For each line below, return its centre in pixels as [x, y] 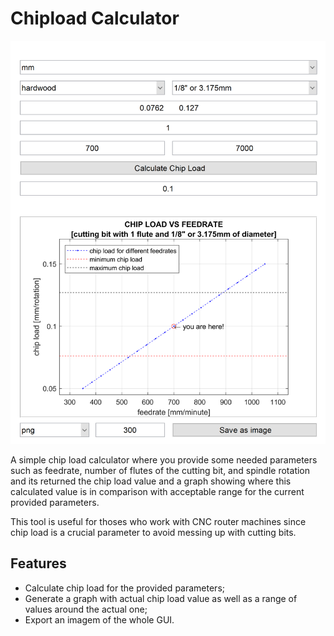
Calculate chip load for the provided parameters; [125, 588]
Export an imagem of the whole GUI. [99, 619]
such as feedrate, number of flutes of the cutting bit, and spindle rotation [160, 471]
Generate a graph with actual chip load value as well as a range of [161, 598]
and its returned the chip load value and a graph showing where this [151, 481]
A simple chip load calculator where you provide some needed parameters [164, 460]
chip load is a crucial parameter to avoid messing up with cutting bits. [153, 533]
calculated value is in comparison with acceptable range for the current [157, 492]
